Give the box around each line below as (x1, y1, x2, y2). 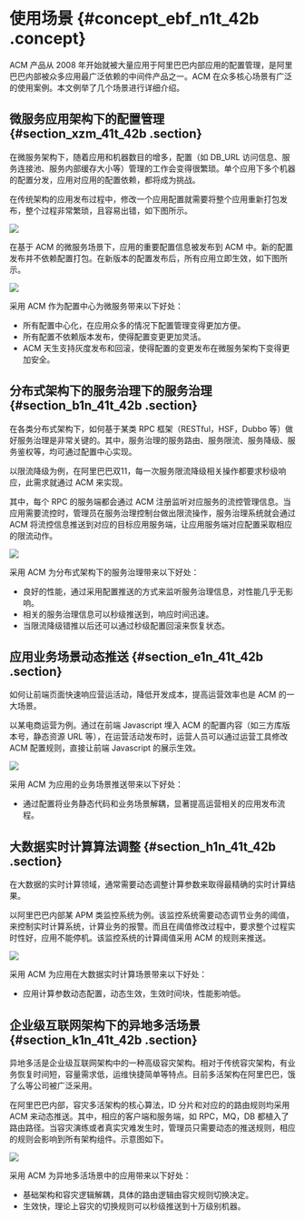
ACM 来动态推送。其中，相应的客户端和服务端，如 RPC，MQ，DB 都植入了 (9, 1111, 290, 1122)
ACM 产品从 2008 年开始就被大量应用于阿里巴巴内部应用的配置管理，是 (9, 59, 277, 70)
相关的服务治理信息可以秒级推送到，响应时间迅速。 (22, 609, 214, 620)
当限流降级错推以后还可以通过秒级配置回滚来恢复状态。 (22, 620, 230, 630)
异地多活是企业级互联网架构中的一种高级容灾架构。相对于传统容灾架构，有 (9, 1057, 288, 1068)
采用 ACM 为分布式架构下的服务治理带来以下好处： (9, 566, 200, 578)
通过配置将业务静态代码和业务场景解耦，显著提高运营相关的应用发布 (22, 798, 278, 810)
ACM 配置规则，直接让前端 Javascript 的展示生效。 (9, 742, 202, 753)
